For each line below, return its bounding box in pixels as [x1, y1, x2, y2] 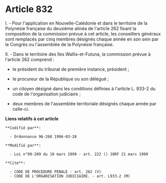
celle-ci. [12, 106, 29, 112]
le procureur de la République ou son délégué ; [12, 76, 109, 82]
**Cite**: [5, 160, 26, 165]
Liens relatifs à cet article [5, 115, 59, 121]
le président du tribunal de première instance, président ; [12, 66, 130, 72]
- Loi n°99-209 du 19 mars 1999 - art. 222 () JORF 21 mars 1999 [9, 151, 149, 156]
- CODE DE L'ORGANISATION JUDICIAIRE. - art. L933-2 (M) [9, 173, 131, 178]
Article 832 [5, 4, 53, 15]
